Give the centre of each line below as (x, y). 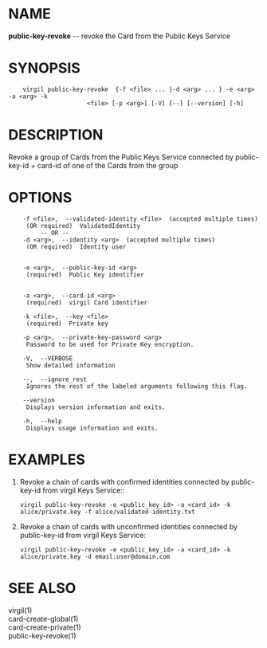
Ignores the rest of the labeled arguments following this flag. (137, 386)
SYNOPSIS (45, 68)
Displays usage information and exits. (92, 428)
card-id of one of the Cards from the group (108, 165)
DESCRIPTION (56, 135)
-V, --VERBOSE (48, 358)
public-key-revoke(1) (43, 635)
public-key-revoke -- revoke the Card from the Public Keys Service (120, 36)
